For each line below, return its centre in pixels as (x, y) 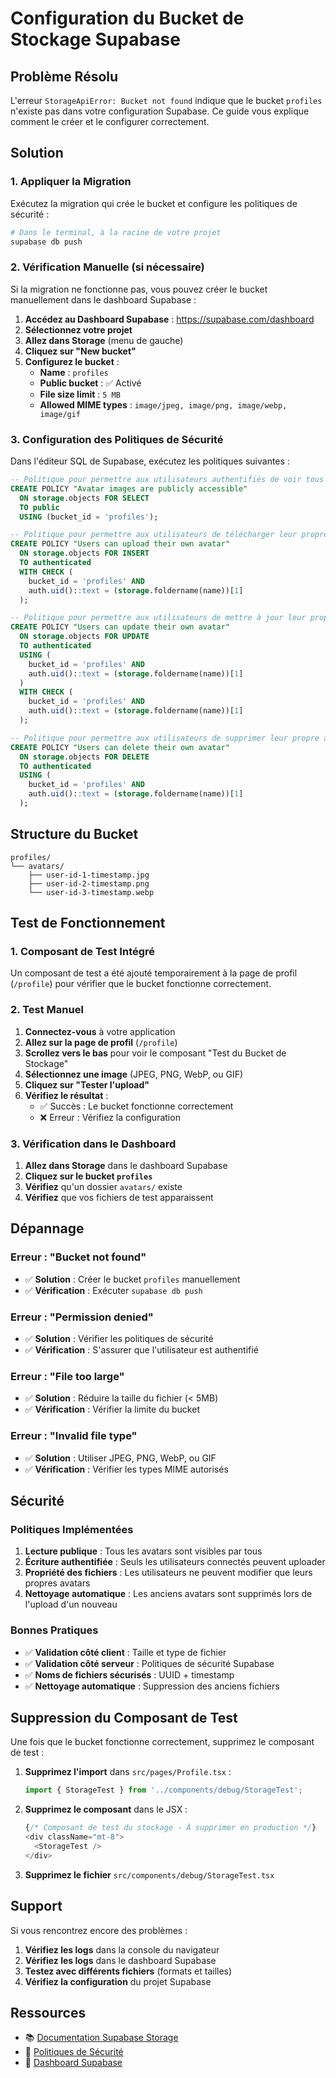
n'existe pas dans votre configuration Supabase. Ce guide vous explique (160, 111)
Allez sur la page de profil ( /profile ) (101, 1042)
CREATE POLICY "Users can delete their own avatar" (120, 747)
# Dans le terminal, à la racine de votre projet (116, 232)
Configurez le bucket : (72, 361)
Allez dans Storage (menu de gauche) (104, 340)
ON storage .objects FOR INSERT (84, 553)
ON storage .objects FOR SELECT (84, 498)
